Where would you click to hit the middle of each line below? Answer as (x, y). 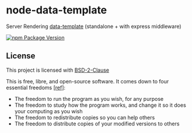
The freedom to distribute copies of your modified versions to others (97, 124)
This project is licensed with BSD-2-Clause (58, 70)
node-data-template (57, 10)
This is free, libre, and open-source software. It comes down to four (88, 81)
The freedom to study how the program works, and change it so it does (100, 105)
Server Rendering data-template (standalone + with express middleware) (94, 26)
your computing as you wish (48, 111)
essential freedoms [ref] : (36, 87)
